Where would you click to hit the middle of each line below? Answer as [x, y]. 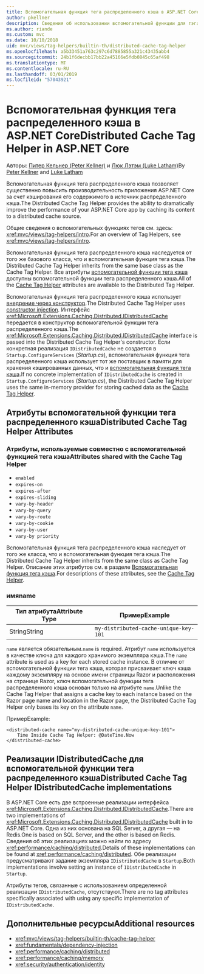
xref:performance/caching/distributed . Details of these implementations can [101, 847]
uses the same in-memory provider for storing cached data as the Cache [97, 388]
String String [26, 631]
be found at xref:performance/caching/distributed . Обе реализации [92, 854]
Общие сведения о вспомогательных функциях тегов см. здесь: [90, 228]
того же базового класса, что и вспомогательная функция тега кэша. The [101, 259]
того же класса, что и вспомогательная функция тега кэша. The [89, 554]
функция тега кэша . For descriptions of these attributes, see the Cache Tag [100, 573]
